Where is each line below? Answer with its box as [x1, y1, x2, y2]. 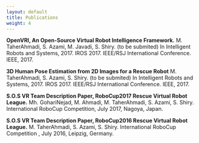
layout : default [6, 8, 47, 15]
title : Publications [6, 15, 59, 21]
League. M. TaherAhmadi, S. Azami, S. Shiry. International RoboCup [6, 124, 176, 131]
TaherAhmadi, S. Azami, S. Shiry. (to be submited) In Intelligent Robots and [6, 74, 194, 82]
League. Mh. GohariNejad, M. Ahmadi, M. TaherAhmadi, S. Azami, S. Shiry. [6, 99, 194, 106]
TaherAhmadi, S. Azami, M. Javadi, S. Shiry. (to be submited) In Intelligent [6, 43, 191, 50]
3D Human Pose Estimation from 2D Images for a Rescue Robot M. [6, 68, 177, 75]
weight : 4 [6, 20, 32, 26]
